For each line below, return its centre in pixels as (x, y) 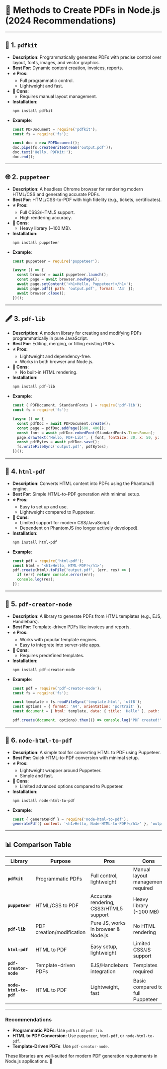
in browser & (105, 929)
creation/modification (61, 932)
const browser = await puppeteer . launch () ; (63, 275)
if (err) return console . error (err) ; (56, 575)
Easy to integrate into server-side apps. (60, 645)
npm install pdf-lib (34, 387)
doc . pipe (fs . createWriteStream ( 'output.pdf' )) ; (63, 148)
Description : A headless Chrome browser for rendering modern (78, 189)
